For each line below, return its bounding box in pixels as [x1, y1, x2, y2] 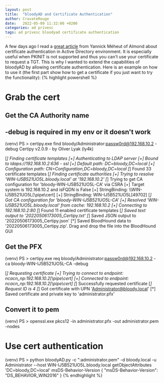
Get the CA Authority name [5, 111, 90, 120]
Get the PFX [5, 242, 43, 251]
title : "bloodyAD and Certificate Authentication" [5, 12, 113, 17]
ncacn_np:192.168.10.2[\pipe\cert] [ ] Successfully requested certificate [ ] [5, 281, 152, 287]
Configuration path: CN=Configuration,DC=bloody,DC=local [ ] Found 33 [5, 166, 152, 172]
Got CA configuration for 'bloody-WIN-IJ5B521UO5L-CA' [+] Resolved [5, 197, 146, 203]
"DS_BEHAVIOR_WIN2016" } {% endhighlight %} [5, 372, 103, 378]
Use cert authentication [5, 341, 104, 352]
